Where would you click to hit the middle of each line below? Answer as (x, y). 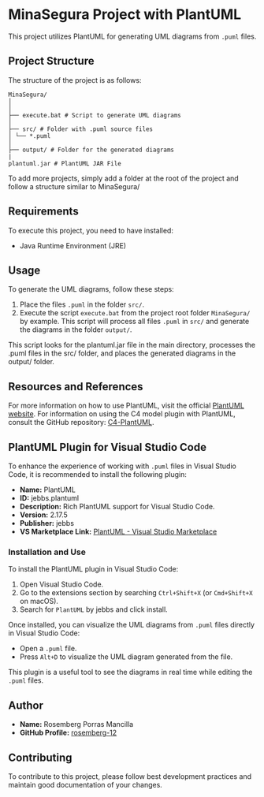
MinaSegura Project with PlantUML (125, 15)
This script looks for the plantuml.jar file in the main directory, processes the (132, 345)
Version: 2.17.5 (44, 515)
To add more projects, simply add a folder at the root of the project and (123, 178)
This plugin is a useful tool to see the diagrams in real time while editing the (130, 672)
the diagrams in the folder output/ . (76, 330)
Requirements (43, 212)
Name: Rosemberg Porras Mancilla (76, 724)
